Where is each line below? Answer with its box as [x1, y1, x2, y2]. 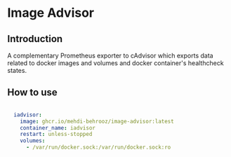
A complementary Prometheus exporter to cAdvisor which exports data [7, 51, 213, 60]
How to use [7, 86, 58, 99]
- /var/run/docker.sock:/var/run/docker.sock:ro [25, 144, 171, 151]
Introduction [7, 33, 63, 45]
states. [7, 67, 27, 74]
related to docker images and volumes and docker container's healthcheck [7, 59, 224, 67]
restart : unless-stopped [20, 131, 93, 138]
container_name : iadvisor [20, 124, 96, 131]
